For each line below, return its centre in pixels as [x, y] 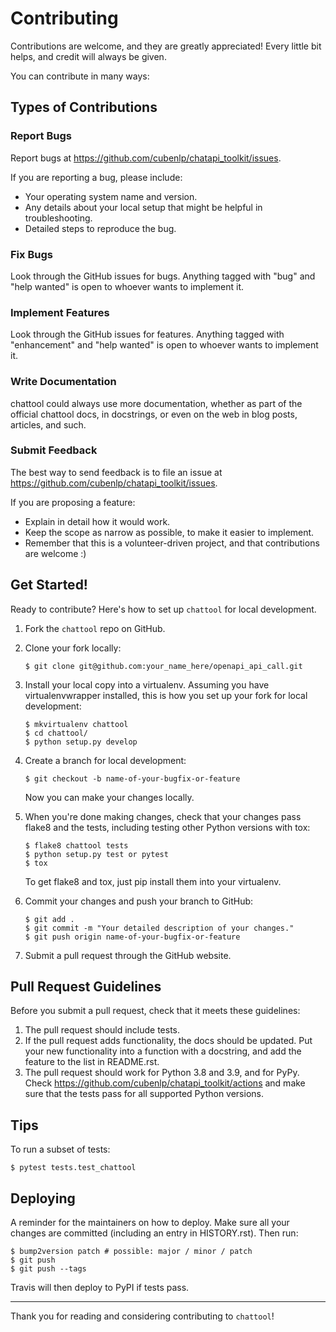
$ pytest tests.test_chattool [73, 1168]
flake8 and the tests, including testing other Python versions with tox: [167, 827]
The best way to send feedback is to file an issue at [116, 472]
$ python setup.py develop [81, 742]
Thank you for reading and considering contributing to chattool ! [142, 1316]
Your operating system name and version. [111, 196]
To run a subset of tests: [60, 1149]
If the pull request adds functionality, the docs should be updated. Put [168, 1041]
